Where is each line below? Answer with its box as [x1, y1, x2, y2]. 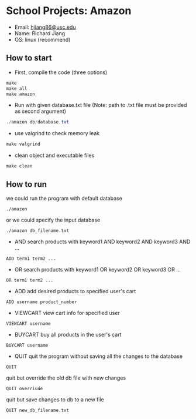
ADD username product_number [6, 299, 77, 305]
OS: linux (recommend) [14, 36, 71, 43]
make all [6, 85, 27, 92]
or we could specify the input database [6, 216, 101, 223]
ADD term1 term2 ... [6, 256, 57, 262]
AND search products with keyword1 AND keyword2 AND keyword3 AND [14, 238, 191, 245]
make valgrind [6, 141, 41, 148]
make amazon [6, 91, 35, 97]
